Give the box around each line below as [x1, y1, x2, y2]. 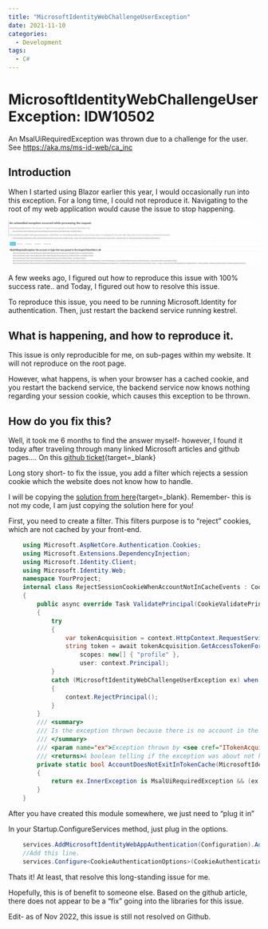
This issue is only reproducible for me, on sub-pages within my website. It [8, 350, 251, 360]
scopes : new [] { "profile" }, [79, 651, 180, 659]
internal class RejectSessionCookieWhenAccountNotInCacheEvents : [22, 583, 248, 591]
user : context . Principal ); [79, 659, 170, 667]
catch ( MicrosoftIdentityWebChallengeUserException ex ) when [50, 676, 259, 684]
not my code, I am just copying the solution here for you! [8, 500, 194, 510]
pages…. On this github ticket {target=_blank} [8, 452, 156, 462]
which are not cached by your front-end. [8, 524, 142, 534]
